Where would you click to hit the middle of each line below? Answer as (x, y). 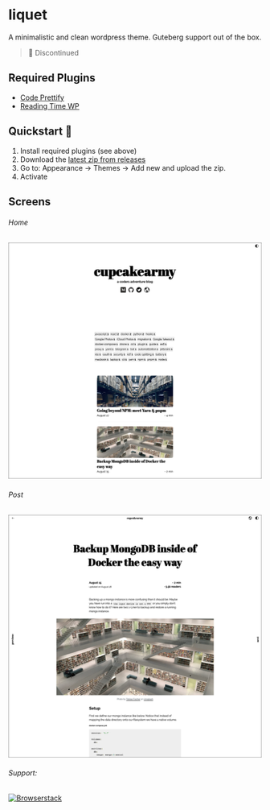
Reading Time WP (50, 105)
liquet (28, 15)
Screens (29, 202)
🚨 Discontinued (53, 52)
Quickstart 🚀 (40, 132)
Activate (34, 176)
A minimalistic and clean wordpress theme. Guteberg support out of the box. (135, 37)
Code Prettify (42, 97)
